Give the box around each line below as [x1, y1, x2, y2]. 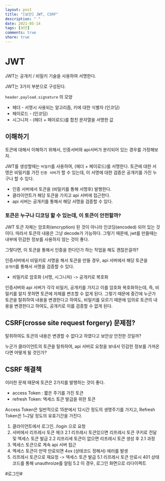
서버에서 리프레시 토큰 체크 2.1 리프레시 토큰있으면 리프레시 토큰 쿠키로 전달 [12, 429, 157, 435]
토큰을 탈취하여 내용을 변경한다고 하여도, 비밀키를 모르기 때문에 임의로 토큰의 [5, 296, 153, 302]
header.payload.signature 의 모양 [5, 94, 73, 100]
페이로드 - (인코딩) [12, 111, 48, 116]
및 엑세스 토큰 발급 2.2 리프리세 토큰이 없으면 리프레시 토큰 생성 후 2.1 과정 [12, 435, 155, 442]
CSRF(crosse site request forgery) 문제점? [5, 319, 135, 327]
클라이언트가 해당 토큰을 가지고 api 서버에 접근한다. [12, 192, 111, 198]
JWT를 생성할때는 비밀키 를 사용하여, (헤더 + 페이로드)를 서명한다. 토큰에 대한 [5, 163, 152, 169]
